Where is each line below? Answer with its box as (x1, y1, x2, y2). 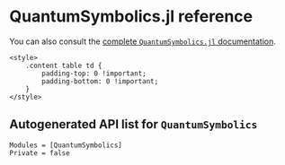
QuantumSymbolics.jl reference (9, 6, 254, 27)
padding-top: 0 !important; (41, 69, 147, 78)
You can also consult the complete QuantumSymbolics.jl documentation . (9, 36, 277, 47)
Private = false (9, 148, 70, 158)
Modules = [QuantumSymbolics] (9, 141, 123, 150)
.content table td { (25, 61, 102, 70)
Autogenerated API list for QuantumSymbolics (9, 117, 258, 132)
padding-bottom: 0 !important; (41, 76, 159, 86)
